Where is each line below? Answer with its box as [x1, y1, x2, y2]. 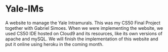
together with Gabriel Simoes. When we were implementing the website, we [5, 25, 163, 31]
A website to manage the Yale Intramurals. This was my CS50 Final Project [5, 20, 161, 26]
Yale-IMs [5, 3, 44, 15]
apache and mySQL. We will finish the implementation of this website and [5, 36, 158, 42]
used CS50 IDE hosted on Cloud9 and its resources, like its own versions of [5, 30, 163, 36]
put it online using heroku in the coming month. [5, 41, 104, 47]
